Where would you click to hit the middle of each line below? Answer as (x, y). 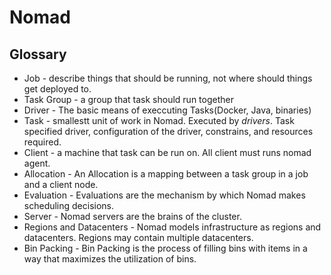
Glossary (38, 54)
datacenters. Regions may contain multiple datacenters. (138, 237)
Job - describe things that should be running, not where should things (168, 78)
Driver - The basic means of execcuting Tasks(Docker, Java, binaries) (167, 110)
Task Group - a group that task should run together (128, 99)
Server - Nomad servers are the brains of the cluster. (132, 216)
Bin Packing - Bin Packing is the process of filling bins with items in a (165, 248)
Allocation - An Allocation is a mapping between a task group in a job (166, 174)
